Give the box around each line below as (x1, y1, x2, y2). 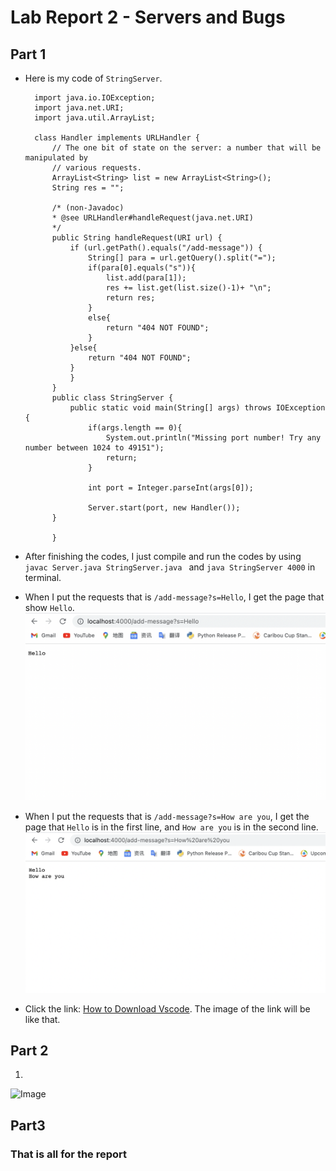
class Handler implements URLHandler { (34, 133, 200, 143)
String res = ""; (51, 183, 125, 193)
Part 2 (10, 1042, 49, 1060)
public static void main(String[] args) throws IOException (69, 403, 326, 413)
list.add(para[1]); (105, 273, 187, 283)
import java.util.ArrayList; (34, 113, 156, 123)
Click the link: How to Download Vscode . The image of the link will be (24, 1002, 311, 1015)
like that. (24, 1013, 61, 1025)
